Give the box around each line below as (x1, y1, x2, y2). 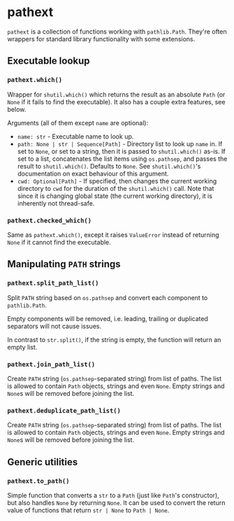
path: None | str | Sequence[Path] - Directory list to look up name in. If (17, 139, 223, 148)
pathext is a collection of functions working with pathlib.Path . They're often (7, 27, 227, 36)
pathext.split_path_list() (7, 279, 99, 287)
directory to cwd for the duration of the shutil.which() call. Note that (17, 184, 214, 192)
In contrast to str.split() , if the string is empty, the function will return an (7, 335, 221, 343)
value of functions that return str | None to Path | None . (7, 506, 170, 514)
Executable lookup (7, 55, 90, 67)
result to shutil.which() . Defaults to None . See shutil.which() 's (17, 162, 201, 170)
